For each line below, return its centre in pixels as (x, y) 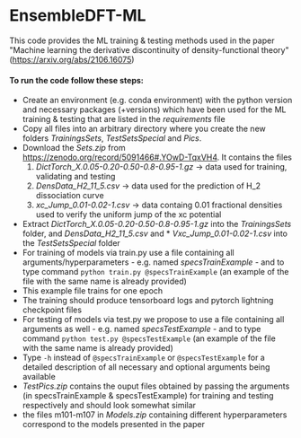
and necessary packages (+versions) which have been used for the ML (154, 109)
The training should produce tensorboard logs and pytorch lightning (148, 301)
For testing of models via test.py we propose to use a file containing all (153, 320)
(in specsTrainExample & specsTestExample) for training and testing (148, 396)
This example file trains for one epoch (93, 291)
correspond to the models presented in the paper (113, 425)
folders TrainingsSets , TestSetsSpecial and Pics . (112, 138)
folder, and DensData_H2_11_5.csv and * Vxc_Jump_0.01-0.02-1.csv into (155, 233)
